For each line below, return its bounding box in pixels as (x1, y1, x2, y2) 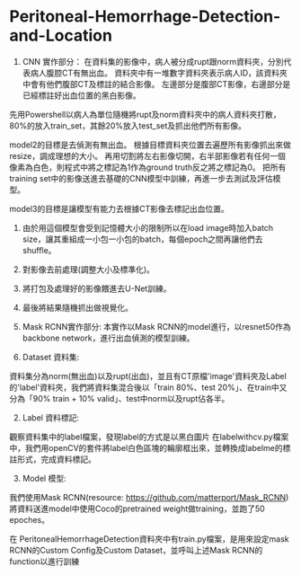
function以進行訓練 (9, 555, 80, 567)
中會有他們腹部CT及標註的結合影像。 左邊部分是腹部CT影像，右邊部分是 (22, 78, 291, 89)
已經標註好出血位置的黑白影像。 (22, 90, 141, 101)
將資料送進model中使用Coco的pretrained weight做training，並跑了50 (9, 503, 265, 514)
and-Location (9, 25, 112, 46)
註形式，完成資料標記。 (9, 454, 96, 464)
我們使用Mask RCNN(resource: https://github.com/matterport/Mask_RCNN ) (9, 491, 289, 502)
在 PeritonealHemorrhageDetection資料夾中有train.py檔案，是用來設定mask (9, 533, 289, 544)
